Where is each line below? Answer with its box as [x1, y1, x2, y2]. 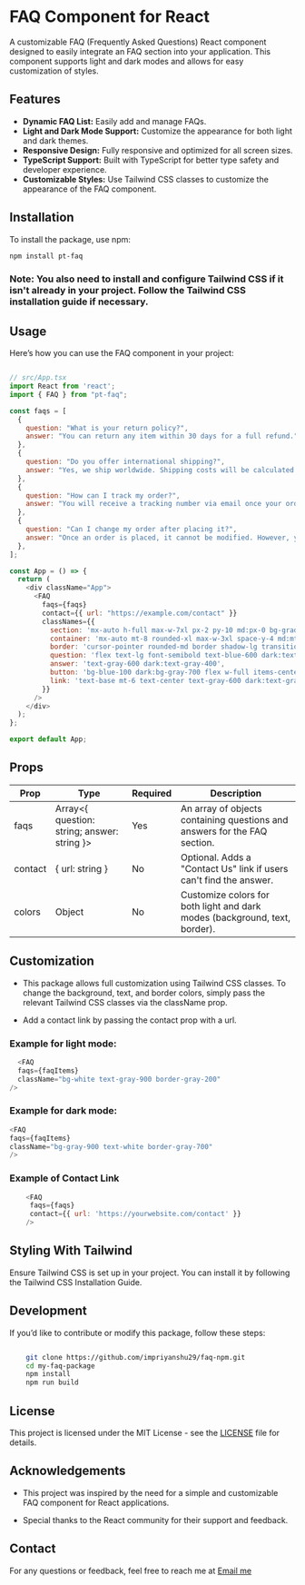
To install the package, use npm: [9, 233, 132, 244]
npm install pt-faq [9, 252, 84, 261]
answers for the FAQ [180, 825, 268, 837]
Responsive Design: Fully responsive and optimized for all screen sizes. [22, 144, 293, 155]
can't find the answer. [180, 874, 274, 887]
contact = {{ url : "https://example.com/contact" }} [42, 609, 238, 618]
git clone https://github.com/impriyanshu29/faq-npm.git [25, 1352, 246, 1362]
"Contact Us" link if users [180, 862, 289, 875]
